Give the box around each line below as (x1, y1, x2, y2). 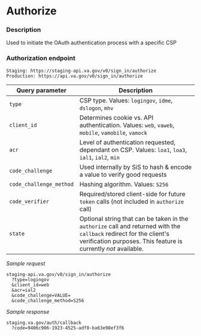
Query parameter (16, 86, 67, 94)
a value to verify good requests (79, 170, 167, 178)
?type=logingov (11, 277, 50, 283)
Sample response (6, 308, 50, 315)
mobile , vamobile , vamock (79, 128, 148, 137)
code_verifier (9, 198, 50, 205)
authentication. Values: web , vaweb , (79, 121, 175, 129)
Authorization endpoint (6, 54, 76, 62)
